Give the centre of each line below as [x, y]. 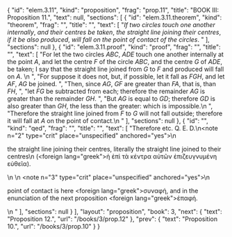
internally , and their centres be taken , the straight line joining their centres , [114, 32]
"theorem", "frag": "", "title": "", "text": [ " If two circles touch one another [111, 25]
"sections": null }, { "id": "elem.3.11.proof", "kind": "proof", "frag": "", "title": [114, 47]
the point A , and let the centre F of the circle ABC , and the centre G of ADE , [115, 62]
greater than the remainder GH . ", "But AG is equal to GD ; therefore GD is [111, 99]
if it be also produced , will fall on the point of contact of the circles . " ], [108, 40]
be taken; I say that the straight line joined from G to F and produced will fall [116, 69]
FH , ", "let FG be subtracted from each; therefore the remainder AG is [106, 91]
